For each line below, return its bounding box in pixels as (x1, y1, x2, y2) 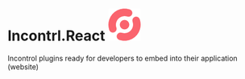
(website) (7, 61, 39, 72)
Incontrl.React (7, 27, 106, 45)
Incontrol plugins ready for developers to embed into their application (7, 53, 239, 63)
